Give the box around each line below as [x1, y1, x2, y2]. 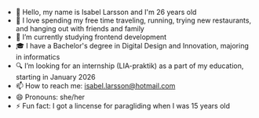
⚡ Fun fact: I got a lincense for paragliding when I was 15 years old [15, 102, 230, 110]
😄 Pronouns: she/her [15, 92, 85, 102]
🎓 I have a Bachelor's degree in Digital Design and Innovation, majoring [15, 41, 249, 50]
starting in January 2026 [15, 73, 96, 81]
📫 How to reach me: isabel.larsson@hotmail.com [15, 81, 176, 90]
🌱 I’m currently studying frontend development [15, 32, 167, 41]
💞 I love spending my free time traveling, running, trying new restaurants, [15, 16, 252, 25]
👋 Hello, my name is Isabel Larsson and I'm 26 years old [15, 8, 197, 16]
